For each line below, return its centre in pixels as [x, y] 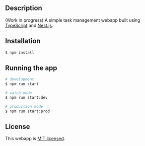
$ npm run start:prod [28, 111]
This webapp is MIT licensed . [35, 139]
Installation [23, 41]
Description [24, 8]
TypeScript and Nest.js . [29, 25]
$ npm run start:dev [27, 97]
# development [20, 79]
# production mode [24, 106]
